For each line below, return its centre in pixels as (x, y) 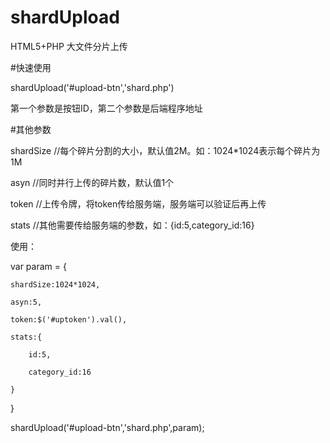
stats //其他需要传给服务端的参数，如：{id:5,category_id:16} (132, 225)
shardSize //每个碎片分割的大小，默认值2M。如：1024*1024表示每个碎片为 (165, 150)
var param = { (38, 266)
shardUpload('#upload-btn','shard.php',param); (107, 427)
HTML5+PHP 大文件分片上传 (69, 46)
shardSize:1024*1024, (55, 284)
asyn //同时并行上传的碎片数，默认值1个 (92, 182)
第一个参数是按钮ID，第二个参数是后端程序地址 (106, 108)
